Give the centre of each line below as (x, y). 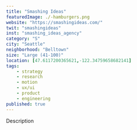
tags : (13, 66)
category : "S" (23, 39)
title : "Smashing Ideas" (36, 11)
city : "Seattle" (26, 45)
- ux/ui (26, 88)
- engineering (34, 98)
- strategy (30, 71)
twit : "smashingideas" (34, 28)
